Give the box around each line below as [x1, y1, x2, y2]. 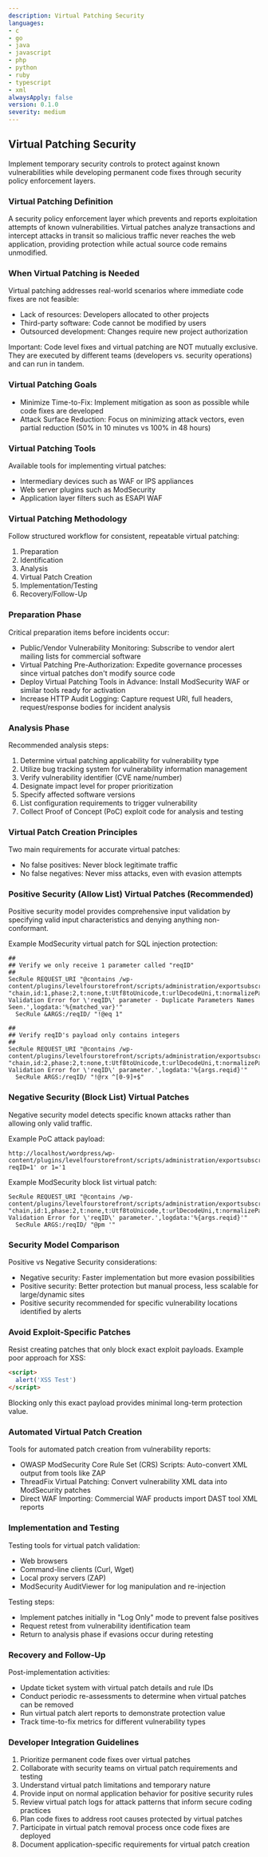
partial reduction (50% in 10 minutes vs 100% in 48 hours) [19, 422, 211, 432]
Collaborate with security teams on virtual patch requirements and [19, 1764, 238, 1773]
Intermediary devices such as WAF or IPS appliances [19, 477, 194, 485]
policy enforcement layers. [8, 176, 96, 185]
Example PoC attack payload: [8, 1134, 105, 1143]
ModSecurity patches [19, 1486, 92, 1495]
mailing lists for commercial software [19, 651, 141, 661]
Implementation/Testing [19, 580, 98, 591]
